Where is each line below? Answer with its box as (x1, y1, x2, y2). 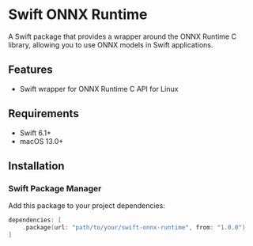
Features (8, 63, 53, 77)
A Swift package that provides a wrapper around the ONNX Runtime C (8, 32, 237, 41)
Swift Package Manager (8, 183, 102, 194)
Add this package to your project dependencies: (8, 201, 166, 210)
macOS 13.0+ (19, 136, 64, 146)
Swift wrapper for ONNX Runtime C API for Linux (19, 84, 179, 93)
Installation (8, 159, 65, 172)
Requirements (8, 107, 79, 120)
